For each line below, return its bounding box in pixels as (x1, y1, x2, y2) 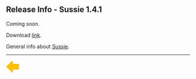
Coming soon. (6, 20, 40, 27)
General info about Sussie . (6, 43, 70, 50)
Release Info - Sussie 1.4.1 (6, 5, 102, 15)
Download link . (6, 32, 42, 39)
